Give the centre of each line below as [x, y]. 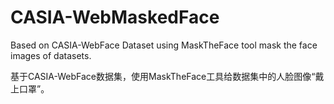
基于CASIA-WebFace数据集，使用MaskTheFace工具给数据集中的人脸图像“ [163, 76]
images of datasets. [51, 55]
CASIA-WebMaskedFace [115, 17]
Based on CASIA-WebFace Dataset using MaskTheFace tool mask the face [164, 45]
